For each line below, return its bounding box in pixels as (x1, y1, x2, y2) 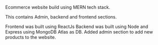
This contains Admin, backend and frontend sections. (5, 14, 117, 19)
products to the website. (5, 34, 56, 40)
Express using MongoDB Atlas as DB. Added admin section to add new (5, 29, 153, 34)
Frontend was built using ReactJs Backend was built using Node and (5, 23, 148, 29)
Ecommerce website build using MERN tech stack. (5, 4, 110, 10)
